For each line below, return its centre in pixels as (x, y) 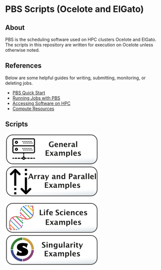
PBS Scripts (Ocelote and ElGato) (75, 9)
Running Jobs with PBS (36, 98)
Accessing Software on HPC (41, 103)
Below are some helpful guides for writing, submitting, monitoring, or (76, 78)
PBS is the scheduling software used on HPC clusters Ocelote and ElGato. (81, 39)
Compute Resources (33, 109)
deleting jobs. (19, 83)
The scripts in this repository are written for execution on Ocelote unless (79, 45)
